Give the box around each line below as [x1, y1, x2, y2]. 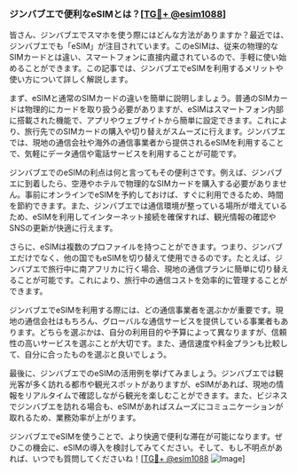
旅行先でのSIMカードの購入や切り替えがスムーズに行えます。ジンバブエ [24, 126, 286, 137]
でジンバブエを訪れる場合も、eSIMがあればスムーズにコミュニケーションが [9, 401, 284, 412]
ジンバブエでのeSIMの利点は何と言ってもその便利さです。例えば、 [9, 167, 252, 178]
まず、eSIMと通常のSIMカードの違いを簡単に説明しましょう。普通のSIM [9, 93, 273, 104]
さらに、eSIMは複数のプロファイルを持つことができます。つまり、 [9, 241, 253, 252]
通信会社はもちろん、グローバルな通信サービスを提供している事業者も [24, 316, 281, 327]
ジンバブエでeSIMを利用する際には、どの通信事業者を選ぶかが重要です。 [9, 304, 277, 316]
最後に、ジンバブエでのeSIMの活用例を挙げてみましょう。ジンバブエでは [9, 368, 277, 379]
